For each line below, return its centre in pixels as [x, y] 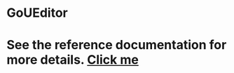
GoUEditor [37, 13]
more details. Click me [73, 60]
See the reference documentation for [117, 45]
